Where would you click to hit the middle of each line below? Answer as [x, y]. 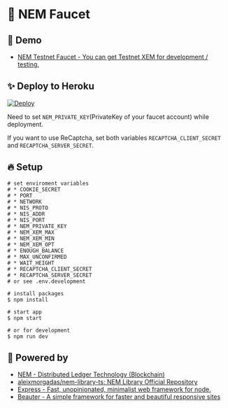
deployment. [25, 124]
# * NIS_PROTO [28, 208]
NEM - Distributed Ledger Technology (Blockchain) [91, 374]
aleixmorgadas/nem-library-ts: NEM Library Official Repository [107, 382]
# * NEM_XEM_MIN [31, 238]
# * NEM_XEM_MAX [31, 232]
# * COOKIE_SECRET [34, 189]
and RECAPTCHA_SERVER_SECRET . [51, 145]
